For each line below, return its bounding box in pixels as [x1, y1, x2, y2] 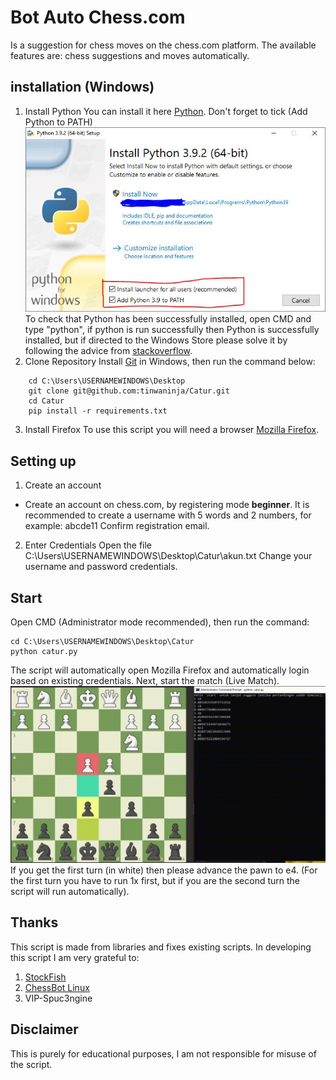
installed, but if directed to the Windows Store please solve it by [24, 334, 288, 346]
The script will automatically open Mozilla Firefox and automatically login [10, 664, 310, 676]
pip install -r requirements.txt [28, 406, 168, 416]
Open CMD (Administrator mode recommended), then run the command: [10, 616, 310, 628]
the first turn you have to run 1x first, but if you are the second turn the [10, 874, 301, 886]
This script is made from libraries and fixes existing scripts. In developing [10, 941, 312, 953]
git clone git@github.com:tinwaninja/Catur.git [28, 386, 230, 396]
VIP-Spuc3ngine [24, 992, 93, 1004]
